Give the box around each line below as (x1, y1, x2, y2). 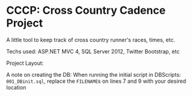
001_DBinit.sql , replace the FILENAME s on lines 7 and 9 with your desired (6, 77, 187, 85)
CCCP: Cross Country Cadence (6, 4, 166, 17)
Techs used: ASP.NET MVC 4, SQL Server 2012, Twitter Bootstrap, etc (6, 47, 180, 55)
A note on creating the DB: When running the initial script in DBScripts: (6, 71, 181, 78)
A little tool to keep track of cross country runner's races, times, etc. (6, 36, 176, 43)
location (6, 83, 26, 91)
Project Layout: (6, 59, 44, 67)
